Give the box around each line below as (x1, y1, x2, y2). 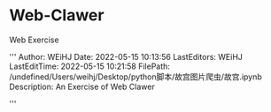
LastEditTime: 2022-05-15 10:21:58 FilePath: (9, 61, 171, 71)
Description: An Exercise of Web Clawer (9, 81, 155, 92)
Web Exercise (9, 34, 59, 45)
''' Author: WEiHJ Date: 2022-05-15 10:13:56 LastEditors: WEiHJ (9, 51, 244, 62)
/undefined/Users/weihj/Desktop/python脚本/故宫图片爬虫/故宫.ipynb (9, 71, 263, 82)
